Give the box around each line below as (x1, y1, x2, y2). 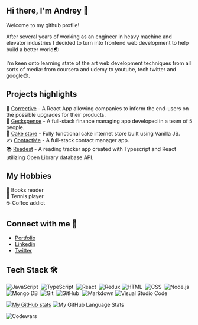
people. (6, 123, 25, 130)
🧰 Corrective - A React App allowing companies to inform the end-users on (6, 104, 189, 112)
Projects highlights (6, 89, 77, 99)
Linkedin (14, 241, 36, 248)
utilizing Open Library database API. (6, 154, 94, 161)
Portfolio (14, 234, 36, 242)
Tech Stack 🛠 (6, 265, 58, 275)
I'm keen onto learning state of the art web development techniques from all (6, 60, 191, 67)
